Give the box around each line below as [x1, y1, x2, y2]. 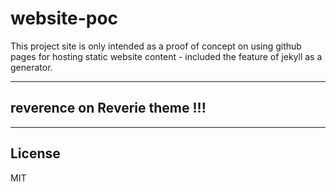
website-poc [10, 7, 119, 30]
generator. [10, 61, 53, 73]
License [10, 145, 61, 162]
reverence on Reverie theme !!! [10, 100, 207, 117]
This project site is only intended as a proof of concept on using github [10, 40, 302, 52]
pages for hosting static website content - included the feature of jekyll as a [10, 50, 323, 62]
